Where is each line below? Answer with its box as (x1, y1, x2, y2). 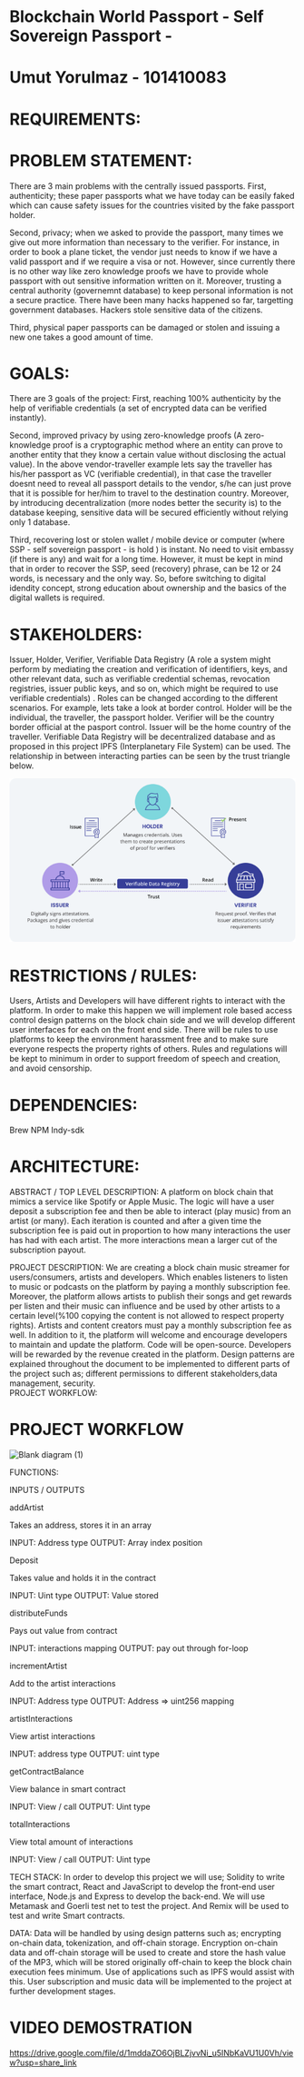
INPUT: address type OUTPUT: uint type (9, 1748, 161, 1759)
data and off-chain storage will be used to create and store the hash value (9, 1947, 286, 1958)
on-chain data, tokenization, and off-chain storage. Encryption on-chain (9, 1937, 279, 1949)
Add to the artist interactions (9, 1678, 116, 1689)
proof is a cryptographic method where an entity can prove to (53, 440, 283, 450)
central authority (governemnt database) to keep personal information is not (9, 284, 293, 296)
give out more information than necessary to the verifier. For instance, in (9, 236, 279, 247)
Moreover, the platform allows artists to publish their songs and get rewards (9, 1291, 292, 1302)
